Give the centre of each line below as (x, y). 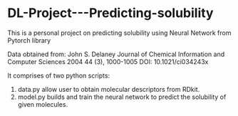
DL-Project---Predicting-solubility (110, 13)
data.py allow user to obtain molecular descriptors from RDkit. (109, 89)
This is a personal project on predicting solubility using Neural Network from (119, 33)
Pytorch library (29, 40)
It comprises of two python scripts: (59, 75)
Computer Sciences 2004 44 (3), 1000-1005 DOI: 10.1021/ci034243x (108, 61)
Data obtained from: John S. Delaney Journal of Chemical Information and (116, 54)
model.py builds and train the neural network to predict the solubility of (122, 97)
